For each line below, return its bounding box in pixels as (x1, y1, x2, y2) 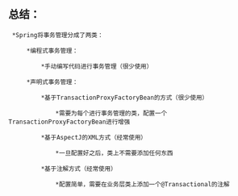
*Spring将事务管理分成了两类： (11, 31, 104, 39)
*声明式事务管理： (26, 77, 79, 86)
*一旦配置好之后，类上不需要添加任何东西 (55, 148, 173, 157)
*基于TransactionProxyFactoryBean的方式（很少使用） (40, 94, 208, 102)
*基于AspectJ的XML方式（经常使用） (40, 133, 147, 141)
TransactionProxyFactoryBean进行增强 (8, 118, 131, 126)
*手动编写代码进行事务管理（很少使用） (40, 62, 153, 70)
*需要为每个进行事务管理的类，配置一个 (55, 109, 168, 117)
